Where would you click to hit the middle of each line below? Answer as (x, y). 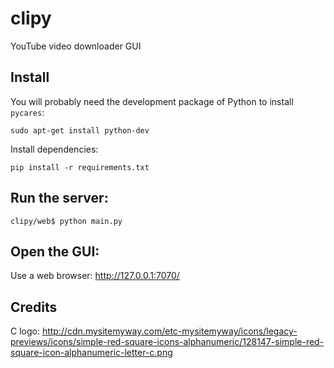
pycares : (27, 112)
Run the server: (59, 198)
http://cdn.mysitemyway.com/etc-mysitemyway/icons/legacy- (169, 331)
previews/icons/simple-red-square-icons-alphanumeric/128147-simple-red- (167, 342)
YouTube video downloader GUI (76, 46)
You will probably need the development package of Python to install (152, 101)
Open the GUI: (55, 251)
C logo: (25, 331)
